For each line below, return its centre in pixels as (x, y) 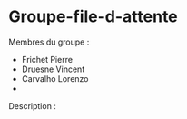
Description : (32, 105)
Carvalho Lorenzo (55, 78)
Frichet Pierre (47, 59)
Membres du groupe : (49, 42)
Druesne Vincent (53, 69)
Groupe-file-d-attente (93, 17)
